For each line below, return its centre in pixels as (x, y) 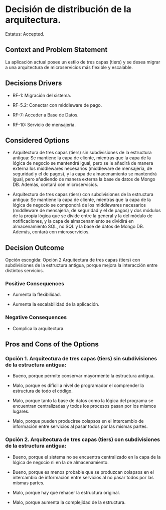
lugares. (21, 411)
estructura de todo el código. (42, 391)
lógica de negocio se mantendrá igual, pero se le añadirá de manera (83, 163)
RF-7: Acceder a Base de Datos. (45, 115)
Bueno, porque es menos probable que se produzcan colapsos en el (83, 472)
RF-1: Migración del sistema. (42, 95)
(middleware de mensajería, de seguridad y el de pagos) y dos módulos (87, 211)
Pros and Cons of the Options (52, 344)
